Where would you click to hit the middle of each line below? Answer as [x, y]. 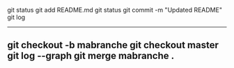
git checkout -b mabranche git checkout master [113, 45]
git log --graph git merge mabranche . [91, 56]
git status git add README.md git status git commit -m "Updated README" [115, 10]
